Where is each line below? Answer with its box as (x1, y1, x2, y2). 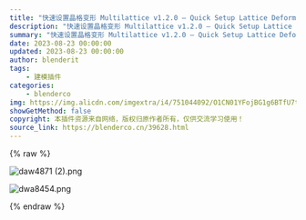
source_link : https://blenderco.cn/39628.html (9, 124, 189, 133)
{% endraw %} (9, 201, 66, 212)
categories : (9, 81, 55, 90)
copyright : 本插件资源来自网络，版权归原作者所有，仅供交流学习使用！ (9, 115, 244, 124)
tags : (9, 65, 30, 74)
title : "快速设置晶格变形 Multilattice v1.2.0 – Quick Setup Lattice (9, 13, 269, 23)
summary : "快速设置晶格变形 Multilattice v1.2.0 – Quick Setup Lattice (9, 30, 276, 39)
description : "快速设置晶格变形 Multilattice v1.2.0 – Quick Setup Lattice (9, 22, 293, 31)
